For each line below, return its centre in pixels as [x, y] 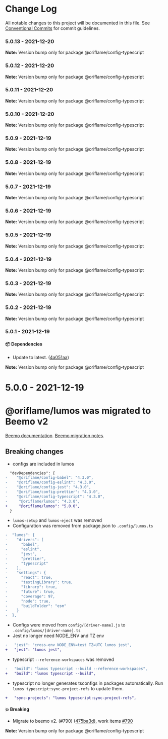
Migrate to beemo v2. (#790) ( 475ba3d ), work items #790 [73, 721]
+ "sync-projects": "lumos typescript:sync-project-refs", [71, 698]
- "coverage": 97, [30, 596]
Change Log [31, 9]
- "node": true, [28, 601]
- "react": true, [29, 578]
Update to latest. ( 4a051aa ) [41, 357]
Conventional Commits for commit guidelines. [52, 28]
